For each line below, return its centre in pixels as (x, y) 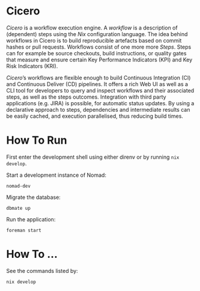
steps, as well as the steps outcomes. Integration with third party (86, 97)
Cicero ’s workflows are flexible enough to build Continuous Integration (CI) (98, 78)
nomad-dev (19, 186)
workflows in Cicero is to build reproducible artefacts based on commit (94, 40)
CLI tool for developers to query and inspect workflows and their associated (100, 90)
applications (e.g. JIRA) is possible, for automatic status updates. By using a (100, 103)
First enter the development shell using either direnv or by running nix (93, 157)
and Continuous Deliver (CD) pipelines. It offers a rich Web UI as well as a (97, 84)
